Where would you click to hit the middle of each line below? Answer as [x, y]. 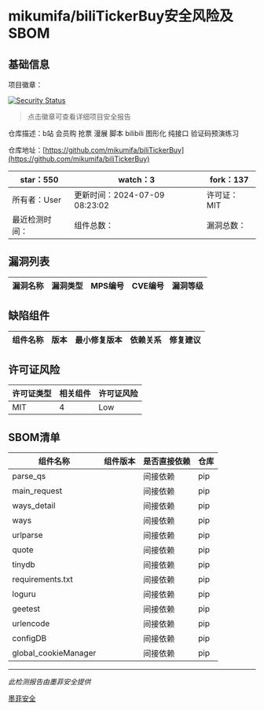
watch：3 [137, 180]
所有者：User [37, 200]
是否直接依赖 [167, 462]
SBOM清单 [34, 437]
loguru [24, 594]
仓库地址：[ [27, 150]
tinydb [24, 565]
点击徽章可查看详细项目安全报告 [79, 116]
